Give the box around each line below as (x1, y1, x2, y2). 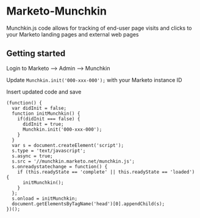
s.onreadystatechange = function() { (12, 163, 108, 169)
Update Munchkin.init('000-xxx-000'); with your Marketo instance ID (6, 76, 182, 83)
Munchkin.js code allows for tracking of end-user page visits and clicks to (6, 24, 192, 32)
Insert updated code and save (6, 88, 82, 95)
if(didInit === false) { (17, 115, 80, 122)
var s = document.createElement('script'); (12, 142, 124, 148)
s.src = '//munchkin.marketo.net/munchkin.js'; (12, 158, 135, 165)
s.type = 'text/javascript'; (12, 148, 86, 154)
